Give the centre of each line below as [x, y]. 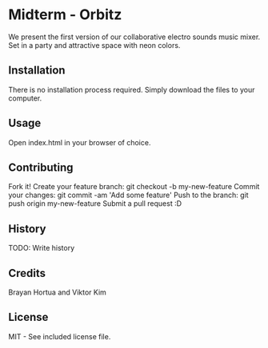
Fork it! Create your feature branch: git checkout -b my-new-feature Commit [134, 187]
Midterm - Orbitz [65, 15]
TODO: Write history [42, 248]
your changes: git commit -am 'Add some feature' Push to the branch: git [129, 195]
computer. [25, 98]
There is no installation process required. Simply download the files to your [132, 89]
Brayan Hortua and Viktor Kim [57, 292]
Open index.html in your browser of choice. [80, 142]
